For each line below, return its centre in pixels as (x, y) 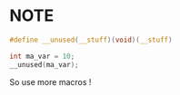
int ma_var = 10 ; (42, 56)
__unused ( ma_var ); (44, 64)
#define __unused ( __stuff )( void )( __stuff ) (91, 40)
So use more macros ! (50, 81)
